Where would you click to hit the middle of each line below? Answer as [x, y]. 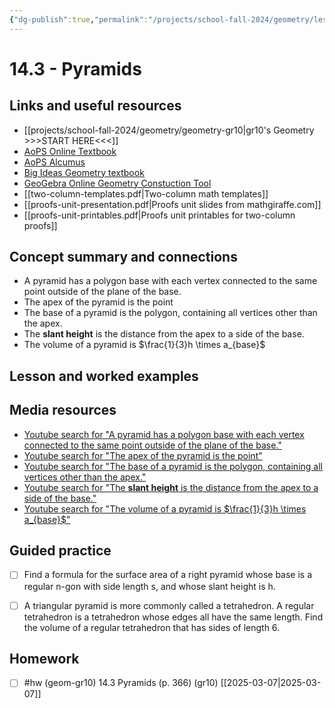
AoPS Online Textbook [70, 151]
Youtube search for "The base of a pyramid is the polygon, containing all [173, 466]
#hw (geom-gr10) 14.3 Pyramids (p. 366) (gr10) [121, 683]
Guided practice [60, 551]
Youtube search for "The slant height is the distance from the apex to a [171, 487]
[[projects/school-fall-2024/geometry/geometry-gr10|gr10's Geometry [169, 130]
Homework [44, 658]
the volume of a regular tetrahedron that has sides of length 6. [152, 627]
